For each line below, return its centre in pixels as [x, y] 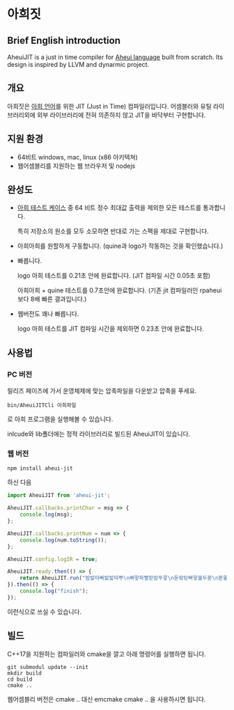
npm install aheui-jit [40, 468]
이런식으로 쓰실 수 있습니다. [45, 612]
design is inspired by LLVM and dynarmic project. [78, 64]
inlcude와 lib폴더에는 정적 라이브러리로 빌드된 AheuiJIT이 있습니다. [99, 434]
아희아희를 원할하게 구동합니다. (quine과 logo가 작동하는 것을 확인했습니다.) [120, 246]
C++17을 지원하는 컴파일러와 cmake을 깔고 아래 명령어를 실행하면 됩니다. [107, 654]
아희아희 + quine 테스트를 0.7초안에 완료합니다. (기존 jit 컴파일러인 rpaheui [119, 290]
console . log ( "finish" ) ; [54, 591]
